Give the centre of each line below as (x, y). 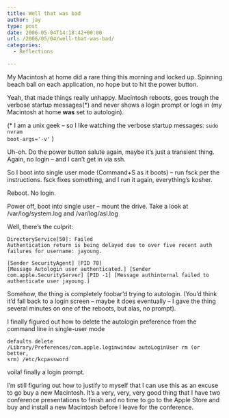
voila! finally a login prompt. (46, 372)
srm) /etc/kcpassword (38, 359)
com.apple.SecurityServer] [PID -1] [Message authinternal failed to (108, 275)
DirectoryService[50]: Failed (50, 239)
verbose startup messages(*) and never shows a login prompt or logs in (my (114, 105)
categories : (24, 45)
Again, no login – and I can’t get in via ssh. (66, 159)
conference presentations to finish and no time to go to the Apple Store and (113, 400)
